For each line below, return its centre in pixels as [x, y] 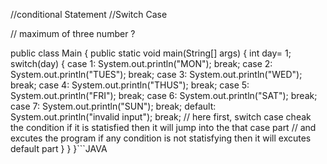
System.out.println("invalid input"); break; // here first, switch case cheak [161, 117]
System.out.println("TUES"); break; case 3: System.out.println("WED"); [156, 74]
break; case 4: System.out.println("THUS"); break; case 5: [130, 85]
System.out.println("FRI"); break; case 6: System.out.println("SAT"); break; [164, 95]
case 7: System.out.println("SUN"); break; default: [113, 106]
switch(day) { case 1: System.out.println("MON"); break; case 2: [141, 63]
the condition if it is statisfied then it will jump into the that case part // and [163, 127]
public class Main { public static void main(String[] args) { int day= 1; [151, 53]
